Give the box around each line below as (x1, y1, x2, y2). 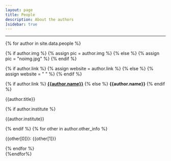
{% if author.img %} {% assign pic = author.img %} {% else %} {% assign (5, 50, 159, 57)
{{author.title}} (5, 96, 36, 102)
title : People (5, 12, 36, 17)
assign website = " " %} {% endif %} (5, 71, 82, 77)
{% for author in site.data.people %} (5, 40, 81, 46)
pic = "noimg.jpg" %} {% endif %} (5, 56, 77, 62)
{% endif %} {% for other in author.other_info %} (5, 126, 108, 132)
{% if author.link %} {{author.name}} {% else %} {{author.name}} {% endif (5, 81, 165, 87)
